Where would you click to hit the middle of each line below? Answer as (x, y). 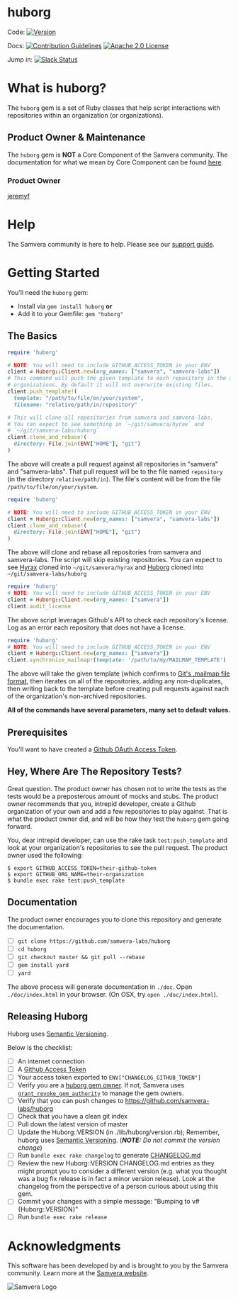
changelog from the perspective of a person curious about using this (118, 1186)
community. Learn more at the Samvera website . (78, 1273)
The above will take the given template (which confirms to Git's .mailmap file (119, 673)
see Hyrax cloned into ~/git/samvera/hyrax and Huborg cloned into (106, 567)
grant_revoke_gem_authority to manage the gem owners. (101, 1093)
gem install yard (43, 965)
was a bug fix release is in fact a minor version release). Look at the (116, 1179)
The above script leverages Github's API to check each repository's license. (118, 620)
